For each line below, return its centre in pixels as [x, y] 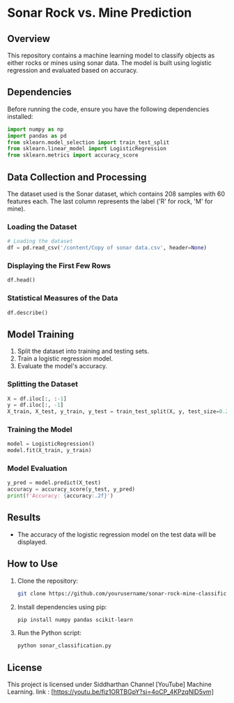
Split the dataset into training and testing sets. [83, 351]
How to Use [33, 564]
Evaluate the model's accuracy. [62, 366]
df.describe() [28, 312]
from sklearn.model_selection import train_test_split [88, 142]
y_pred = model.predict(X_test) [54, 483]
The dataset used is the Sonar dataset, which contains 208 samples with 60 [116, 194]
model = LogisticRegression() [51, 444]
